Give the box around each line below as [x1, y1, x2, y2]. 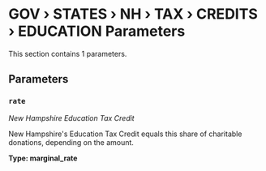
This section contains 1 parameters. [8, 49, 127, 58]
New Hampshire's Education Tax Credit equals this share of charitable [8, 129, 242, 139]
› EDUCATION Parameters [8, 22, 186, 41]
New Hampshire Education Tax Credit [8, 113, 135, 122]
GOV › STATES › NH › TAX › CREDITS [8, 5, 258, 24]
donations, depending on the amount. [8, 137, 134, 147]
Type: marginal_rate [8, 153, 78, 163]
